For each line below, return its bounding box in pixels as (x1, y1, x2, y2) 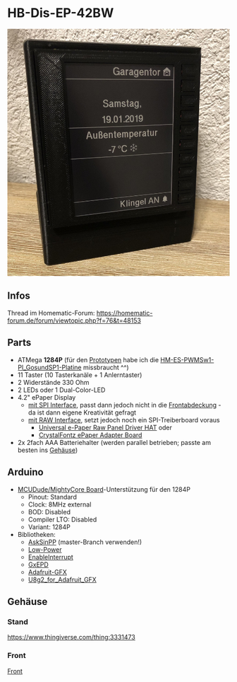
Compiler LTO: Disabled (28, 515, 97, 524)
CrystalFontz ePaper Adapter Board (38, 430, 142, 439)
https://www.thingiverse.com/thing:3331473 (7, 633, 135, 642)
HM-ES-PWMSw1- (160, 355, 214, 364)
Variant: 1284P (28, 522, 71, 531)
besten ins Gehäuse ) (17, 446, 78, 454)
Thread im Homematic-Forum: (7, 308, 95, 317)
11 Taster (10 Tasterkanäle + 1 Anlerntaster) (17, 370, 142, 379)
